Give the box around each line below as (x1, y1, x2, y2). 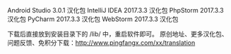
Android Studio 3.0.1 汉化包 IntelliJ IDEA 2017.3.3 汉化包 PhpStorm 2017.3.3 (7, 6, 224, 14)
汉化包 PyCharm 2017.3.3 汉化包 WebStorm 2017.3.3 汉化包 (7, 15, 179, 23)
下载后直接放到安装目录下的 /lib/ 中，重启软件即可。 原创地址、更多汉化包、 (7, 30, 228, 38)
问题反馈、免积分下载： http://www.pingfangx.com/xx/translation (7, 39, 196, 47)
